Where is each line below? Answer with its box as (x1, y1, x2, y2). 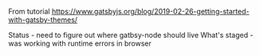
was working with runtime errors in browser (8, 39, 152, 48)
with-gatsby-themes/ (8, 15, 78, 24)
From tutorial (8, 7, 50, 16)
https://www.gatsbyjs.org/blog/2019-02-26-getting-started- (51, 7, 250, 16)
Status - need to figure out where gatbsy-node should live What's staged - (8, 31, 254, 39)
